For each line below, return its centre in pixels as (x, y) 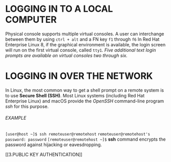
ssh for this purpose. (27, 106)
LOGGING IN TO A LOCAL (59, 9)
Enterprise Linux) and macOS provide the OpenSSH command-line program (85, 101)
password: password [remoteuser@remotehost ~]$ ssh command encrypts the (85, 139)
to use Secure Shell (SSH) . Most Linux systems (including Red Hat (75, 95)
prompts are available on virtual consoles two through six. (66, 55)
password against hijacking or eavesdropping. (54, 145)
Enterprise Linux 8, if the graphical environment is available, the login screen (85, 44)
